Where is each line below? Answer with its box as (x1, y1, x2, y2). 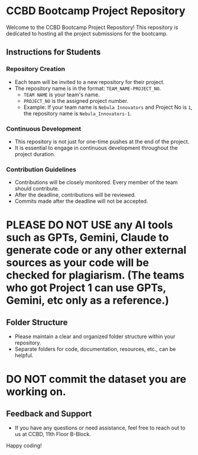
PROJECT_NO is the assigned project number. (23, 97, 129, 104)
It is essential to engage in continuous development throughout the (14, 144, 178, 151)
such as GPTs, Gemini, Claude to (6, 231, 169, 244)
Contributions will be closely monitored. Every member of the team (14, 179, 178, 186)
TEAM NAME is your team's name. (23, 91, 100, 98)
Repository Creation (6, 65, 66, 73)
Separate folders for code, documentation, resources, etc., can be (14, 346, 176, 353)
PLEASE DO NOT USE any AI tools (6, 218, 173, 232)
